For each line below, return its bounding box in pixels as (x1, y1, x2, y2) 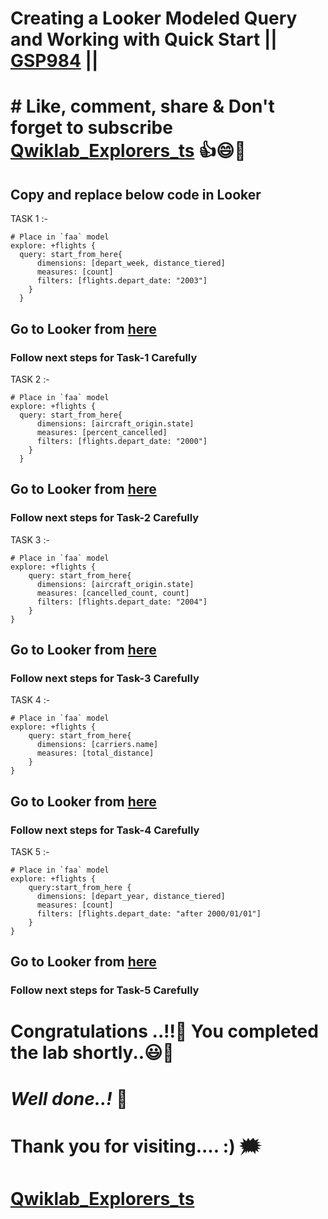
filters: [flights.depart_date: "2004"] (36, 597, 208, 607)
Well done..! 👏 (10, 1087, 128, 1110)
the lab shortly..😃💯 (10, 1042, 175, 1064)
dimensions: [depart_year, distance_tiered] (36, 891, 226, 901)
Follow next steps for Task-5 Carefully (10, 983, 200, 997)
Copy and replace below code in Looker (10, 186, 262, 203)
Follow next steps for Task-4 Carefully (10, 823, 200, 837)
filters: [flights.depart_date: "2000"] (36, 436, 208, 446)
